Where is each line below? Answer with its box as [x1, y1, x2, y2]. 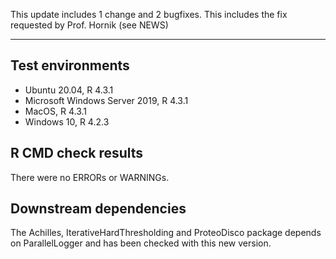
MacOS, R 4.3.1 [24, 105, 87, 117]
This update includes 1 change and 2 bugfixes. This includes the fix [10, 9, 288, 20]
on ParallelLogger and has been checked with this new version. [10, 237, 272, 249]
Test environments [10, 57, 130, 74]
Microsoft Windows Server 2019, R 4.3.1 [24, 94, 189, 106]
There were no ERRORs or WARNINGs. [10, 171, 170, 183]
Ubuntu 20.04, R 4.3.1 [24, 84, 114, 96]
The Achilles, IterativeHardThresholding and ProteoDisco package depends [10, 227, 322, 239]
